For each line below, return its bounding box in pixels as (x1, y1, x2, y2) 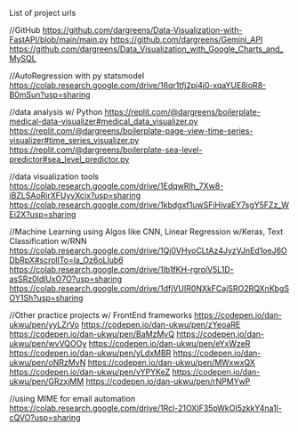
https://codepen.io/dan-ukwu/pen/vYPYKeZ (9, 367, 171, 377)
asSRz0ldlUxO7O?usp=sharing (9, 273, 123, 284)
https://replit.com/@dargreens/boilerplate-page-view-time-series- (9, 126, 254, 136)
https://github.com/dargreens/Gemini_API (109, 35, 263, 45)
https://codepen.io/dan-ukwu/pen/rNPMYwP (85, 376, 251, 387)
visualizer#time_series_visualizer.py (9, 135, 140, 145)
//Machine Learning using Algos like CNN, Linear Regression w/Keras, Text (9, 226, 284, 237)
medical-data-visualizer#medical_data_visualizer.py (9, 116, 198, 126)
